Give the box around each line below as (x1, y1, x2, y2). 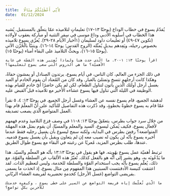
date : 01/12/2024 (5, 12, 44, 17)
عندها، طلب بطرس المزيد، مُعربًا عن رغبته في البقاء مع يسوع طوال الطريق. (5, 139, 148, 145)
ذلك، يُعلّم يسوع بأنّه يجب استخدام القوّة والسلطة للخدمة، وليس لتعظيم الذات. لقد (5, 159, 158, 166)
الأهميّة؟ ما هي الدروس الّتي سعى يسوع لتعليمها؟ (5, 62, 106, 67)
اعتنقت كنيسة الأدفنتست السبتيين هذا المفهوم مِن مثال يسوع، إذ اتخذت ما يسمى (5, 165, 156, 171)
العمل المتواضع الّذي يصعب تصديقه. (5, 108, 72, 114)
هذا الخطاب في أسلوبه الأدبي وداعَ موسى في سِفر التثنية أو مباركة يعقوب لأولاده (5, 31, 155, 38)
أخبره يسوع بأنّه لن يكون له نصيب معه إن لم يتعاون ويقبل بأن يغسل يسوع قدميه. (5, 134, 155, 140)
